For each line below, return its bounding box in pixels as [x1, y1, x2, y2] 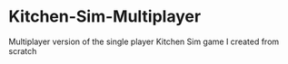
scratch [8, 45, 37, 56]
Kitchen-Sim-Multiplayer [8, 6, 202, 27]
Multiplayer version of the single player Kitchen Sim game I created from [8, 36, 280, 47]
